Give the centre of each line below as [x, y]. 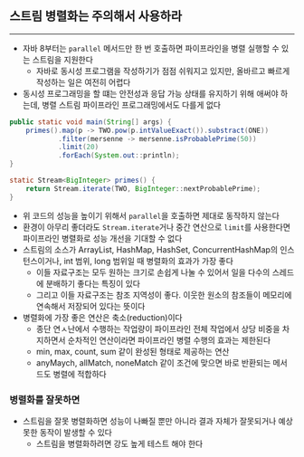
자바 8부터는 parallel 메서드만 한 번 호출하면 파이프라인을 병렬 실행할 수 [151, 48]
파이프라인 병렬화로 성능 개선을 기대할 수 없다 [102, 238]
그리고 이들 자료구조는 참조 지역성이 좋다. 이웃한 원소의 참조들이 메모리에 [164, 295]
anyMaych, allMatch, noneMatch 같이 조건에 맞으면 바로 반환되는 [153, 362]
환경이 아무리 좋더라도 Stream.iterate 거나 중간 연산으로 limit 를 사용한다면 [157, 227]
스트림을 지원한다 [62, 59]
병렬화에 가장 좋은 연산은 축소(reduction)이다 [102, 317]
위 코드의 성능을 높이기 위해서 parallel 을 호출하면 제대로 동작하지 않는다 [151, 215]
